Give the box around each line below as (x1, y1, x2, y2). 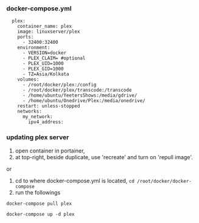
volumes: (17, 77, 40, 83)
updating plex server (6, 133, 69, 142)
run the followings (15, 188, 61, 196)
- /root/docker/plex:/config (22, 82, 97, 88)
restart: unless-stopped (17, 103, 80, 109)
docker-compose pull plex (6, 201, 72, 207)
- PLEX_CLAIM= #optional (22, 55, 86, 61)
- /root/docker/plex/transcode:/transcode (22, 87, 132, 94)
